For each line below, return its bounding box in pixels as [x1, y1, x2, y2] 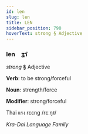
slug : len [6, 14, 31, 20]
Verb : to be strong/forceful [6, 75, 72, 82]
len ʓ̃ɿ [6, 50, 28, 58]
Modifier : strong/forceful [6, 98, 67, 105]
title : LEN [6, 19, 33, 25]
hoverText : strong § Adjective [6, 31, 83, 37]
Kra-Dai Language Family [6, 121, 69, 128]
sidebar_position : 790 [6, 25, 62, 31]
